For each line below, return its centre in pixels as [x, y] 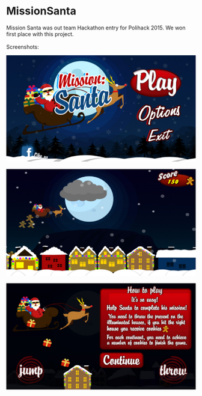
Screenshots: [23, 47]
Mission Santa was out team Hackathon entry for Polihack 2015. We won [96, 28]
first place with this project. [40, 34]
